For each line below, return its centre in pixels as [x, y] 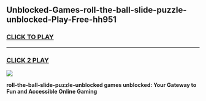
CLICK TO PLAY [30, 37]
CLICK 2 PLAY [28, 60]
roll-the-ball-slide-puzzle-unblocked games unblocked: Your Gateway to [101, 84]
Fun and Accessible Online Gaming [52, 91]
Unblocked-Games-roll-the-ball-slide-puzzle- [97, 10]
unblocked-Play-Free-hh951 [62, 20]
